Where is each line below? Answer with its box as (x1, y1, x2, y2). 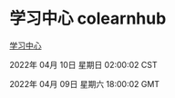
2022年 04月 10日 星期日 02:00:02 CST (9, 59, 158, 70)
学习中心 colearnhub (9, 8, 167, 29)
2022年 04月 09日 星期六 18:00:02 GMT (9, 78, 160, 89)
